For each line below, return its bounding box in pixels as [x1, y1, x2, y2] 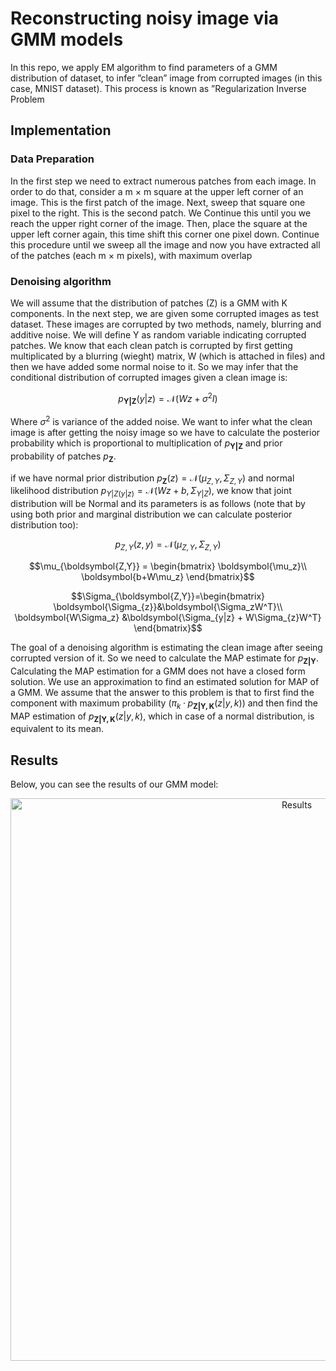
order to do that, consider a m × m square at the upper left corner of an [10, 185, 304, 197]
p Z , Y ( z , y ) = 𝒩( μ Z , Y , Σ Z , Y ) [114, 538, 222, 553]
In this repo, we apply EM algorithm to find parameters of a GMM [10, 61, 278, 73]
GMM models [10, 28, 124, 51]
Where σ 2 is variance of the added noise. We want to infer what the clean [10, 414, 313, 428]
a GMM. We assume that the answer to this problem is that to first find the [10, 686, 315, 698]
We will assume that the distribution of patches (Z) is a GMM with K [10, 297, 288, 309]
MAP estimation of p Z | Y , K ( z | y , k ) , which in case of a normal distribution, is [10, 710, 315, 724]
